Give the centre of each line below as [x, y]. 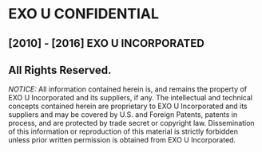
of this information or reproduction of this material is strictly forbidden [123, 131]
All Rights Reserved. [60, 70]
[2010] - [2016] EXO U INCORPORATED [107, 43]
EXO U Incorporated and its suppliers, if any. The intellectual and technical [131, 98]
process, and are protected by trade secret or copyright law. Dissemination [131, 123]
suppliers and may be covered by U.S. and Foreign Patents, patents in [123, 115]
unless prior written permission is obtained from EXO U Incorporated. [122, 140]
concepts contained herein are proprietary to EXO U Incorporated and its [128, 106]
